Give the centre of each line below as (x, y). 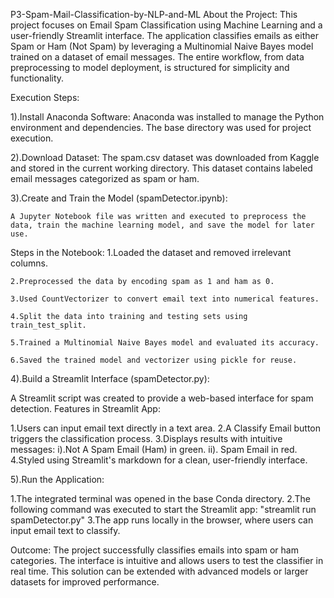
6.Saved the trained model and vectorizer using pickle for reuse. (154, 360)
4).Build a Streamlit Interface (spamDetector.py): (110, 378)
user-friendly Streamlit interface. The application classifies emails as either (164, 35)
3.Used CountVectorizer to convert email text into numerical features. (165, 299)
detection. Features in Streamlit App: (85, 408)
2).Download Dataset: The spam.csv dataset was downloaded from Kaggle (165, 157)
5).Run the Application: (57, 479)
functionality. (37, 78)
